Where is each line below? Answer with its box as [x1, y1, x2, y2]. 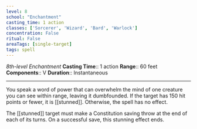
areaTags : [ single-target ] [6, 42, 72, 47]
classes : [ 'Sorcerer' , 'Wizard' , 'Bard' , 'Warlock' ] [6, 25, 138, 31]
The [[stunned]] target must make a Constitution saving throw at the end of [6, 110, 188, 117]
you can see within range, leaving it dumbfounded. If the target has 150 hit [6, 92, 186, 99]
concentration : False [6, 30, 59, 36]
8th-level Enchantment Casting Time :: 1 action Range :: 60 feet [6, 63, 158, 70]
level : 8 [6, 8, 28, 15]
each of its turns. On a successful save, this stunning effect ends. [6, 116, 165, 123]
